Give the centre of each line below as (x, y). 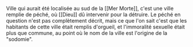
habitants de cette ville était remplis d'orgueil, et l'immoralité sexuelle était (96, 27)
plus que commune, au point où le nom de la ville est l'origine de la (87, 33)
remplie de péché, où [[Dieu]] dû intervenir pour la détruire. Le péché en (93, 15)
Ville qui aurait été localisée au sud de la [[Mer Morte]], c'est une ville (90, 8)
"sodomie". (20, 39)
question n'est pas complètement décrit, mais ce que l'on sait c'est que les (97, 21)
